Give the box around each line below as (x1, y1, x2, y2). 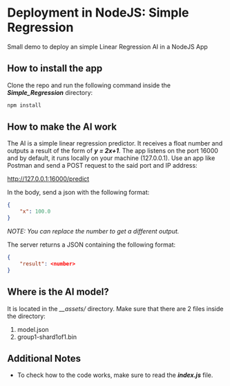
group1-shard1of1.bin (17, 333, 77, 341)
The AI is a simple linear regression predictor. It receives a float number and (7, 139, 223, 148)
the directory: (7, 312, 46, 320)
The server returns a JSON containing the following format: (7, 240, 176, 249)
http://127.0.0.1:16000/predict (7, 175, 90, 183)
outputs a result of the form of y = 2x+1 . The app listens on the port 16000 (7, 147, 219, 155)
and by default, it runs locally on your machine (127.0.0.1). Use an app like (7, 154, 215, 162)
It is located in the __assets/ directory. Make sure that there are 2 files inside (7, 304, 224, 313)
